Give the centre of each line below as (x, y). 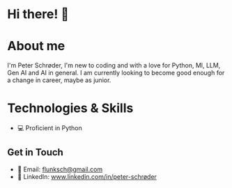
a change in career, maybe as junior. (59, 80)
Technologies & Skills (70, 108)
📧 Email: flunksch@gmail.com (60, 169)
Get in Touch (36, 152)
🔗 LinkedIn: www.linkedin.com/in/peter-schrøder (87, 176)
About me (36, 46)
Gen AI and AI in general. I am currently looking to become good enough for (116, 73)
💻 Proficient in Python (49, 128)
